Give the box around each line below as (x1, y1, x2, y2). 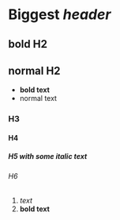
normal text (19, 94, 58, 103)
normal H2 (8, 64, 61, 77)
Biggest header (8, 6, 111, 24)
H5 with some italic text (8, 151, 88, 160)
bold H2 (8, 37, 47, 51)
